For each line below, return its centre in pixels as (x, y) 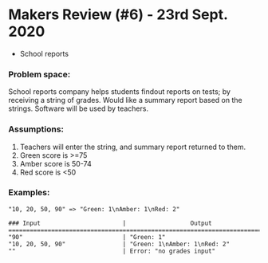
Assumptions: (36, 129)
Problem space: (39, 74)
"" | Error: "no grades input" (112, 251)
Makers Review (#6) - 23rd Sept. (118, 15)
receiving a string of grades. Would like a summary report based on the (125, 100)
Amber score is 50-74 (55, 163)
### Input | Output (110, 223)
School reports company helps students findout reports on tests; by (120, 92)
